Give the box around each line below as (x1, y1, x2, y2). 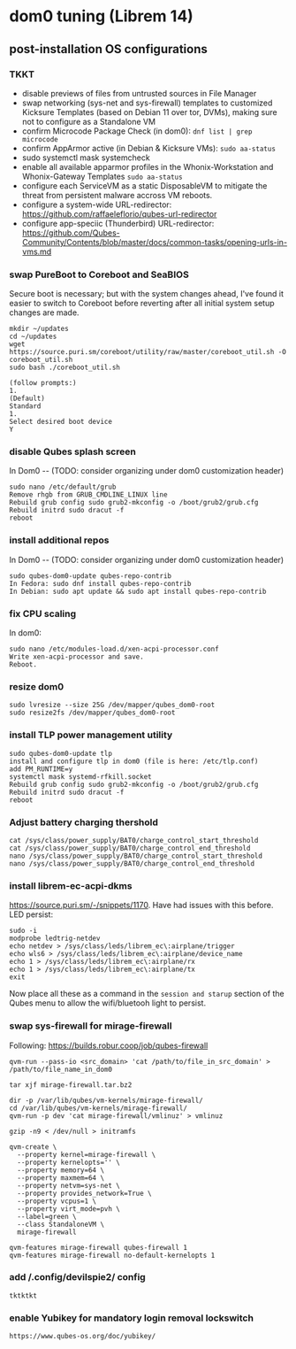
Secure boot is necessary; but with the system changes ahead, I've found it (9, 289, 285, 299)
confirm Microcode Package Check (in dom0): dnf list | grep (21, 126, 253, 136)
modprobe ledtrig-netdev (9, 934, 101, 944)
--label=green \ (17, 1212, 77, 1221)
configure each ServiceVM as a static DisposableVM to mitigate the (21, 180, 268, 191)
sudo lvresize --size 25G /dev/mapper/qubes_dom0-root (9, 701, 216, 710)
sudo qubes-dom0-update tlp (9, 749, 113, 758)
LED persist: (9, 909, 54, 920)
